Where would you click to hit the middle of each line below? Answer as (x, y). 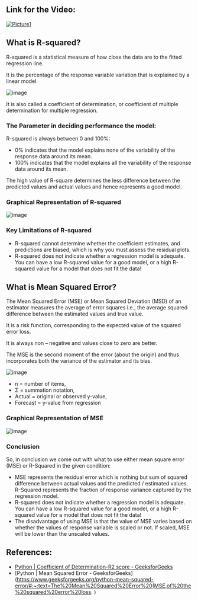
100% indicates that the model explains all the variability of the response (103, 162)
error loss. (19, 332)
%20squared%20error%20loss (53, 592)
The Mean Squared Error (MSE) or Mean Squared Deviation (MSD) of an (94, 301)
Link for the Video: (41, 10)
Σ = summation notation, (45, 390)
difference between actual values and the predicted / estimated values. (101, 483)
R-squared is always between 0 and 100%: (58, 138)
